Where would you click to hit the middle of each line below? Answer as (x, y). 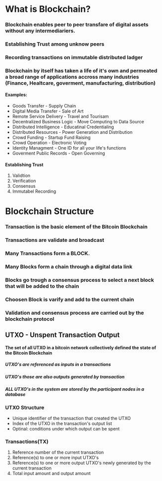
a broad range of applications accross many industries (72, 77)
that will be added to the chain (42, 286)
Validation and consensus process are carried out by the (75, 313)
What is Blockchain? (48, 9)
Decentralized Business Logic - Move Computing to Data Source (78, 122)
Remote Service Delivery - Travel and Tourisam (60, 116)
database (15, 394)
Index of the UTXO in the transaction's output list (62, 424)
